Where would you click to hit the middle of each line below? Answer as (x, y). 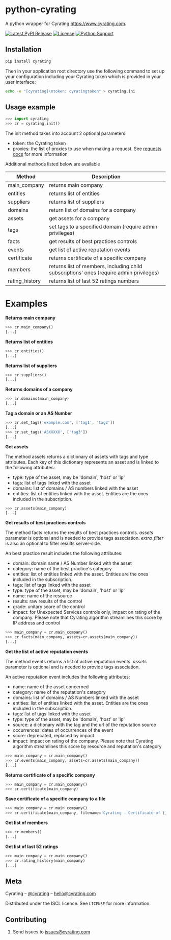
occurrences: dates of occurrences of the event (63, 730)
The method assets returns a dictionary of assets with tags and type (77, 456)
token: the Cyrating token (39, 143)
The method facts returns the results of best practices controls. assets (79, 533)
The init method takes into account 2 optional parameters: (66, 133)
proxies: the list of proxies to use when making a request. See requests (87, 149)
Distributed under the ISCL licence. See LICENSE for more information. (78, 903)
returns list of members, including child (96, 267)
